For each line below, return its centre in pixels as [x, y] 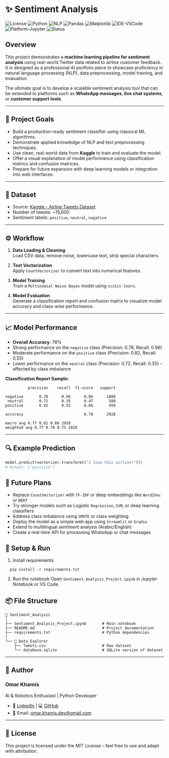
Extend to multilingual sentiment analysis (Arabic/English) [72, 527]
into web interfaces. [33, 174]
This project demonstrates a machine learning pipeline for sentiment [77, 57]
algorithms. [24, 136]
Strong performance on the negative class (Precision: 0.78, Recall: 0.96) [87, 348]
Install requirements [33, 561]
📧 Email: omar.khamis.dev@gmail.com [52, 713]
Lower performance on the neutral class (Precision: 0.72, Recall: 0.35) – [87, 363]
